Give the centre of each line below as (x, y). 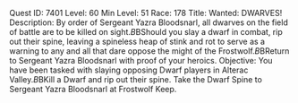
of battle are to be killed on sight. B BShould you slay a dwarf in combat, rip (146, 32)
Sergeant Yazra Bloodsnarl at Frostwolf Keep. (93, 89)
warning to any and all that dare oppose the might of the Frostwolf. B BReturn (149, 51)
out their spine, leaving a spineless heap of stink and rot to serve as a (137, 41)
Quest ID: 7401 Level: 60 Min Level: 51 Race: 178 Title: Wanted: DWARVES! (146, 13)
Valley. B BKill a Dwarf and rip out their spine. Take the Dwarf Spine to (136, 79)
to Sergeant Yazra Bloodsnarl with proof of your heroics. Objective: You (141, 60)
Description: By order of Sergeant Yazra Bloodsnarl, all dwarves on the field (149, 22)
